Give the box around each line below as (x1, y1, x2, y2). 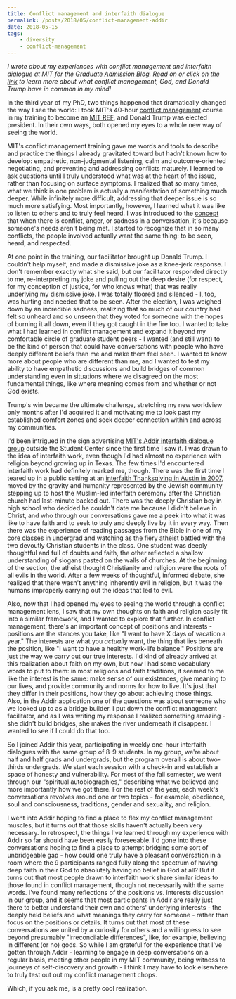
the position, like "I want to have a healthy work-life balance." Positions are (7, 645, 223, 652)
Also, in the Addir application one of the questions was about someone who (7, 697, 227, 705)
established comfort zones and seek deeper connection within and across (7, 415, 222, 424)
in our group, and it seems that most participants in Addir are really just (7, 896, 213, 904)
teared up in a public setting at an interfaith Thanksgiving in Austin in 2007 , (7, 474, 224, 482)
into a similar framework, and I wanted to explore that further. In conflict (7, 614, 215, 623)
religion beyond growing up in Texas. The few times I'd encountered (7, 459, 204, 468)
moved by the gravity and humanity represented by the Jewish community (7, 482, 223, 489)
